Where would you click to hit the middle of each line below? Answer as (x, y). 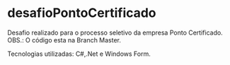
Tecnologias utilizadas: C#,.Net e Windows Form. (79, 54)
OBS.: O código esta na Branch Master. (64, 40)
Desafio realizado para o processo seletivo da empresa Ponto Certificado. (115, 32)
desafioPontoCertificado (82, 13)
